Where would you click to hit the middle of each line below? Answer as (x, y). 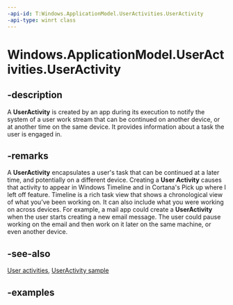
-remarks (28, 156)
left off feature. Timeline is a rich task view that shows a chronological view (115, 195)
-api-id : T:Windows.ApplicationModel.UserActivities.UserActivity (105, 14)
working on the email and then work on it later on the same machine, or (109, 224)
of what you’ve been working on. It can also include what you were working (115, 202)
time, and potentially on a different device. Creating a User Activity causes (115, 180)
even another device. (38, 232)
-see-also (29, 254)
